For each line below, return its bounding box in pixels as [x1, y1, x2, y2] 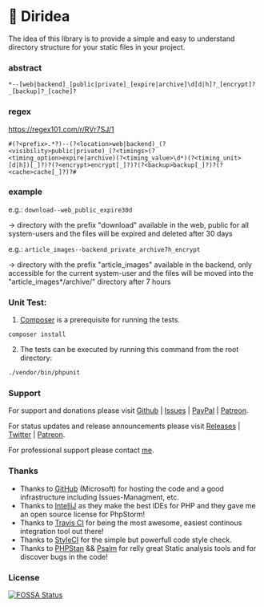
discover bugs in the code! [19, 552, 108, 561]
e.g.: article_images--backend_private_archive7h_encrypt [8, 244, 201, 253]
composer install [8, 330, 66, 339]
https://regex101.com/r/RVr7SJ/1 [8, 124, 114, 134]
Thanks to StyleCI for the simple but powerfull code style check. [19, 535, 232, 544]
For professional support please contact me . [8, 445, 154, 455]
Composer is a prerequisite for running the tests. [19, 315, 180, 325]
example [8, 186, 42, 197]
